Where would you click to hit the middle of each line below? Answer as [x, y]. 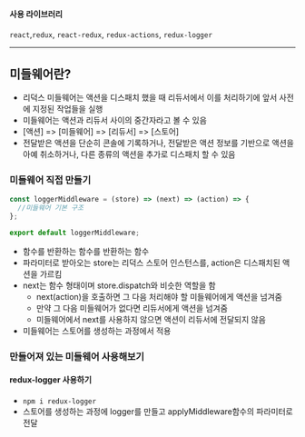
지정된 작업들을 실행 [68, 109]
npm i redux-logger [59, 401]
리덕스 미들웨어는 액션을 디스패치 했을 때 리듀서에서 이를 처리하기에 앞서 [150, 98]
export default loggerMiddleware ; [75, 233]
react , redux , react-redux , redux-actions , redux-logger [111, 35]
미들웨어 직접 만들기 [50, 180]
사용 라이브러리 [36, 14]
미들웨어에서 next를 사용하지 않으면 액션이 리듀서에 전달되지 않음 [151, 319]
